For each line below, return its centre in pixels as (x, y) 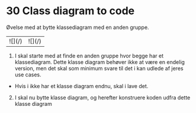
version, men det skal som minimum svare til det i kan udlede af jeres (99, 68)
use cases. (28, 75)
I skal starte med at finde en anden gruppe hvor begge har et (89, 56)
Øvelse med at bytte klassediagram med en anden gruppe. (78, 27)
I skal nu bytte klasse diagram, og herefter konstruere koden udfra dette (102, 97)
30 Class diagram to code (70, 11)
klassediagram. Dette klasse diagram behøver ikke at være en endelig (100, 62)
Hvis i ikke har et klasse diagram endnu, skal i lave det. (81, 86)
